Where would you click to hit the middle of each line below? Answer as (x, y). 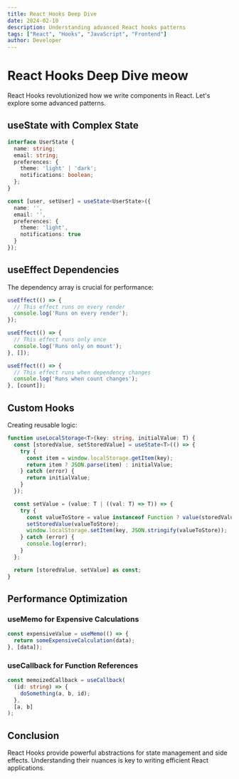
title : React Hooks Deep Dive (52, 14)
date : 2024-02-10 (33, 21)
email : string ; (36, 155)
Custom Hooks (41, 408)
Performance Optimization (68, 599)
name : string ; (34, 148)
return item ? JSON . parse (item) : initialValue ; (100, 464)
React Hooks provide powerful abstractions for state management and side (117, 753)
